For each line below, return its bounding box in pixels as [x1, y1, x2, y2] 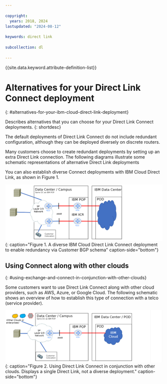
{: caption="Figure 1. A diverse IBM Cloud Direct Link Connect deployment [5, 242, 158, 248]
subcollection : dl [5, 45, 43, 50]
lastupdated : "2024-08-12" [5, 24, 61, 29]
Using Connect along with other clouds [5, 261, 129, 270]
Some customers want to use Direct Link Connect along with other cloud [5, 284, 155, 290]
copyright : [5, 13, 28, 18]
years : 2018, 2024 [9, 18, 48, 23]
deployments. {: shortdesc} [5, 124, 61, 130]
